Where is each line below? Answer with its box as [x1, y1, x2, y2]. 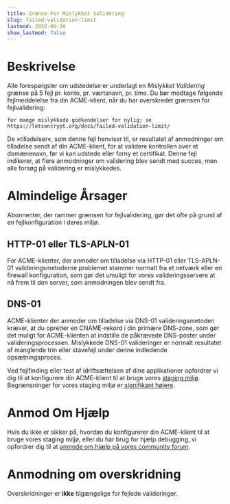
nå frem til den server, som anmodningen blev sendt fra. [7, 278, 166, 286]
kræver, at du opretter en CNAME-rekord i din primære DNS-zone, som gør [7, 324, 220, 332]
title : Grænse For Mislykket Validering [7, 10, 125, 17]
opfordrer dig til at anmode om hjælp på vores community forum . [7, 442, 191, 450]
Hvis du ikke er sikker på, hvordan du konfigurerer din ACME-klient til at [7, 428, 210, 436]
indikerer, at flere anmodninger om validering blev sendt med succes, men [7, 157, 218, 165]
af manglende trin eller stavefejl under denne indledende [7, 345, 168, 354]
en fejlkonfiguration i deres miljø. [7, 218, 100, 227]
